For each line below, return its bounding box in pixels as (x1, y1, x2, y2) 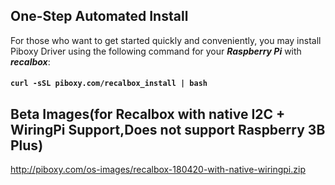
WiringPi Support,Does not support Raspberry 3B (10, 121, 326, 138)
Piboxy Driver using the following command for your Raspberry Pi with (10, 45, 302, 57)
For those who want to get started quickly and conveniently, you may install (10, 34, 322, 46)
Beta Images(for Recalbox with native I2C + (10, 105, 286, 123)
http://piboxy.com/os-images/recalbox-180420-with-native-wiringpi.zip (10, 164, 306, 176)
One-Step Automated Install (10, 8, 189, 25)
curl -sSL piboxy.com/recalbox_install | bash (10, 79, 208, 89)
